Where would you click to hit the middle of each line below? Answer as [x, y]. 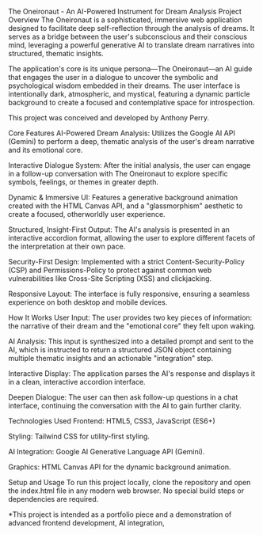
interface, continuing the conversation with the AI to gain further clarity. [125, 406]
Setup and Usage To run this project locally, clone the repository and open [130, 482]
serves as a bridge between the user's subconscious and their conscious [128, 36]
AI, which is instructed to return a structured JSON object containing [120, 350]
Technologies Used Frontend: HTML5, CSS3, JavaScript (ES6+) [112, 421]
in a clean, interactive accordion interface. [77, 382]
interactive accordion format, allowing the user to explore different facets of [132, 238]
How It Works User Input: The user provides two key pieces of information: [130, 317]
